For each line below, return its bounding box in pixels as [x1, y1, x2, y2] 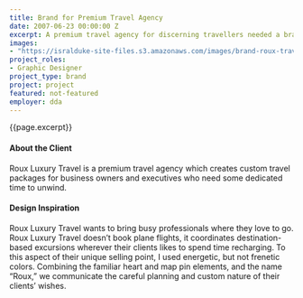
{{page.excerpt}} [9, 122, 73, 133]
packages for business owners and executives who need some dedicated [9, 172, 283, 183]
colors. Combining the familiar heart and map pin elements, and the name [9, 261, 282, 272]
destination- [236, 232, 282, 243]
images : [9, 38, 39, 48]
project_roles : [9, 55, 67, 64]
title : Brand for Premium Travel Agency [9, 13, 164, 23]
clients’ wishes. [9, 280, 67, 291]
